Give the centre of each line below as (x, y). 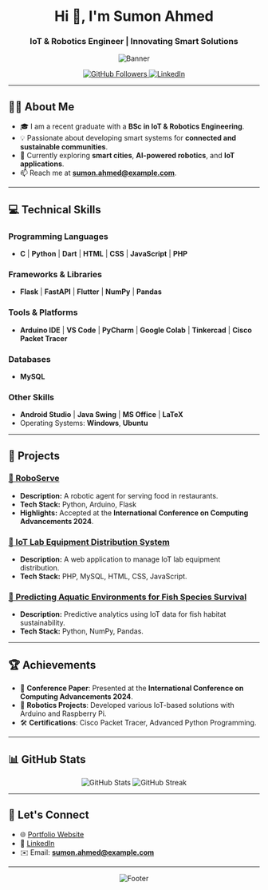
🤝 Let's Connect (49, 815)
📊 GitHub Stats (47, 759)
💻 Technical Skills (55, 210)
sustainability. (42, 623)
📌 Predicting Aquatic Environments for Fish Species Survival (128, 597)
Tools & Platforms (43, 312)
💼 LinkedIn (37, 843)
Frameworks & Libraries (55, 274)
